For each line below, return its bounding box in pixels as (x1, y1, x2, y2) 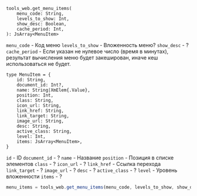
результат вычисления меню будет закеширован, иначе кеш (6, 54, 158, 61)
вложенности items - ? (6, 173, 63, 180)
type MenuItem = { (6, 72, 51, 78)
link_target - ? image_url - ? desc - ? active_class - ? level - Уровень (6, 167, 178, 174)
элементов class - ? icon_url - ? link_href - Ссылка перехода (6, 161, 161, 167)
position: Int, (16, 92, 54, 98)
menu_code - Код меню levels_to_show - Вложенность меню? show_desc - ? (6, 42, 189, 48)
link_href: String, (16, 108, 64, 114)
